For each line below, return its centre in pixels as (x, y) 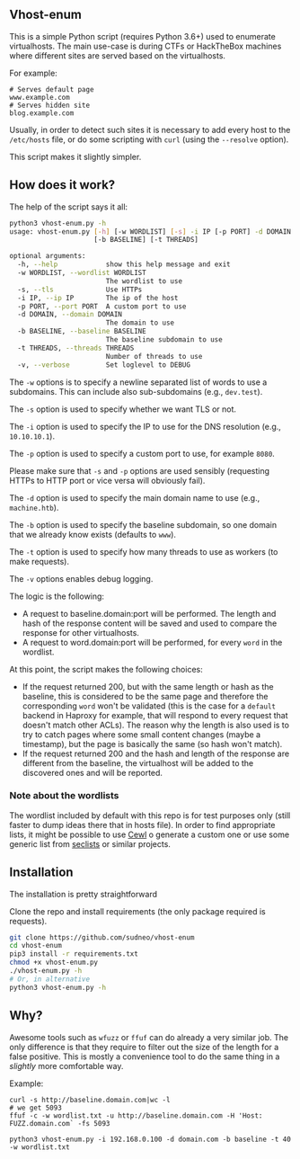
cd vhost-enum (36, 946)
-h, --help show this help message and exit (124, 264)
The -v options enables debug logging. (81, 578)
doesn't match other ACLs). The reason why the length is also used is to (156, 725)
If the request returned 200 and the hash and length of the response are (156, 753)
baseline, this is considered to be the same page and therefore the (145, 696)
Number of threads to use (154, 356)
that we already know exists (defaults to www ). (93, 534)
